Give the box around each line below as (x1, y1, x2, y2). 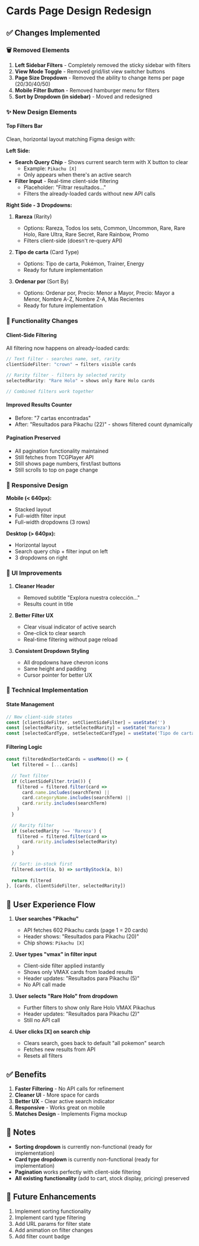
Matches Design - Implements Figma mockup (14, 1110, 127, 1117)
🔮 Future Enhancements (6, 1192, 97, 1202)
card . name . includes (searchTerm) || (21, 789, 110, 795)
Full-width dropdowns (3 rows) (14, 518, 91, 526)
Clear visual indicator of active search (23, 623, 117, 630)
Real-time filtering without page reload (23, 636, 118, 643)
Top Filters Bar (6, 123, 43, 130)
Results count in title (23, 600, 73, 607)
